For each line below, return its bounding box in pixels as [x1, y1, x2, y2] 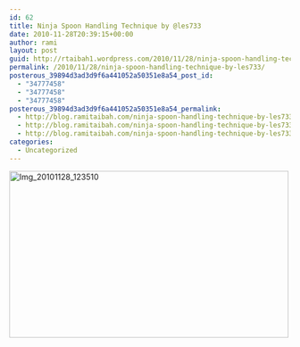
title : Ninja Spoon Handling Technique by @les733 [9, 21, 202, 30]
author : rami [9, 37, 58, 47]
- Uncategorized [17, 145, 78, 154]
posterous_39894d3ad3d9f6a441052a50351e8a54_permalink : [9, 104, 221, 113]
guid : [9, 54, 29, 63]
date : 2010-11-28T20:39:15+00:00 [9, 29, 134, 38]
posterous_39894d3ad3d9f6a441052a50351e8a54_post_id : [9, 71, 214, 80]
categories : [9, 137, 54, 146]
